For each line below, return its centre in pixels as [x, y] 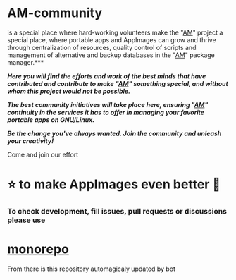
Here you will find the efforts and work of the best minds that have [107, 76]
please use [26, 220]
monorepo [38, 249]
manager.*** [26, 62]
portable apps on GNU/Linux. [51, 120]
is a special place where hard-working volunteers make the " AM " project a [115, 32]
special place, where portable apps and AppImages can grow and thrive [112, 39]
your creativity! [31, 141]
